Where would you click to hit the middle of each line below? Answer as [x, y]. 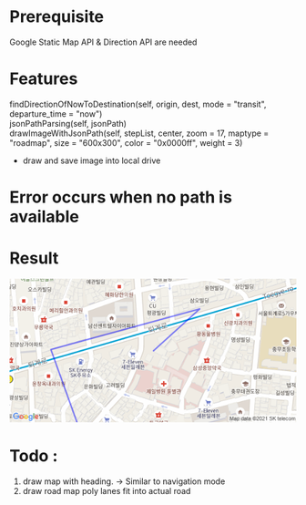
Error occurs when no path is [121, 197]
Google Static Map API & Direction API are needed [103, 42]
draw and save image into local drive [92, 160]
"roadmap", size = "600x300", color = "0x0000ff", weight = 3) [126, 142]
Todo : [34, 456]
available [44, 217]
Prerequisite [57, 17]
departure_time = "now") [56, 113]
